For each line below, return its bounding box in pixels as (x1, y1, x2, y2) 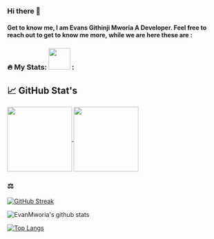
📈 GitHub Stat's (7, 84, 78, 96)
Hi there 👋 (7, 6, 41, 16)
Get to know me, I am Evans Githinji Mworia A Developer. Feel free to (7, 23, 207, 32)
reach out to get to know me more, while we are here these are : (7, 30, 193, 39)
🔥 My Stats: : (7, 62, 75, 72)
